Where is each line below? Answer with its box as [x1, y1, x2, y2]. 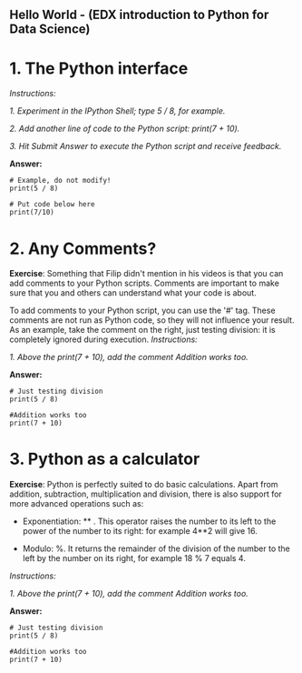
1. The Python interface [9, 58, 189, 78]
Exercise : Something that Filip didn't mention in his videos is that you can [9, 268, 284, 279]
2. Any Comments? [9, 238, 157, 258]
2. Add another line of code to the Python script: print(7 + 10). [9, 123, 240, 135]
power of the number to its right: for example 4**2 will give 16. [22, 526, 258, 537]
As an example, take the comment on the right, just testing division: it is [9, 325, 277, 336]
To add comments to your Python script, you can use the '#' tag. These [9, 305, 276, 316]
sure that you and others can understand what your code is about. [9, 287, 257, 298]
